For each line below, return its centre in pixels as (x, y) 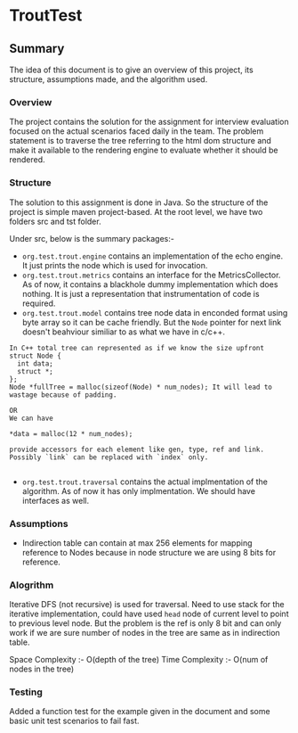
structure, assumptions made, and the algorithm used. (109, 79)
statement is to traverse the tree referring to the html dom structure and (140, 141)
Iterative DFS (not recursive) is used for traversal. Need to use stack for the (147, 605)
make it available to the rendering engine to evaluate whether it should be (144, 150)
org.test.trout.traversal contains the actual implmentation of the (145, 482)
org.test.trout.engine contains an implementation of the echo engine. (152, 256)
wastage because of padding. (63, 395)
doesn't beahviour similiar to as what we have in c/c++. (123, 332)
